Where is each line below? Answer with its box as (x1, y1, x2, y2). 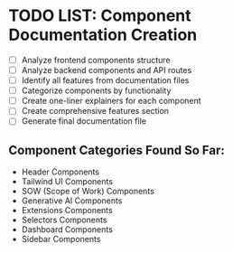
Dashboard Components (21, 224, 114, 235)
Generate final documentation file (21, 116, 146, 126)
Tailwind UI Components (21, 176, 114, 187)
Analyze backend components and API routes (21, 65, 192, 75)
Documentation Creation (8, 24, 198, 45)
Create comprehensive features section (21, 106, 169, 117)
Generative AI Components (21, 195, 123, 206)
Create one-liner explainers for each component (21, 96, 201, 107)
